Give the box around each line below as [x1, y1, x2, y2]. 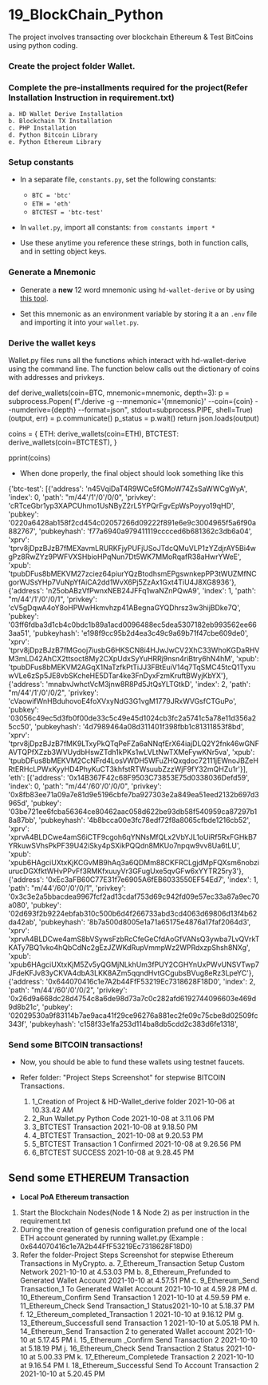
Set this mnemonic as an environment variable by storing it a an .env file [19, 309, 258, 318]
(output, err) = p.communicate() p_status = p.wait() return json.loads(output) [8, 413, 259, 423]
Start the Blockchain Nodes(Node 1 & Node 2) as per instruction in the [19, 1207, 250, 1217]
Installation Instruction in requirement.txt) [8, 92, 175, 103]
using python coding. [8, 40, 78, 50]
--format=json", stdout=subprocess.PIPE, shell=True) [77, 405, 254, 415]
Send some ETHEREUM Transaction [8, 1171, 190, 1184]
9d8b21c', [8, 1002, 41, 1012]
